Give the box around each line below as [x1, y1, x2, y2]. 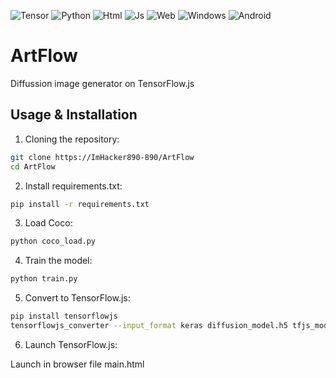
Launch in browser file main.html [10, 358, 145, 370]
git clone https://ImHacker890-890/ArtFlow [10, 152, 195, 162]
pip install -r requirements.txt [10, 199, 150, 209]
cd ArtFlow [10, 161, 56, 172]
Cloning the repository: [24, 133, 120, 145]
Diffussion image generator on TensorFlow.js [10, 77, 195, 89]
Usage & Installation [10, 106, 138, 124]
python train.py [10, 274, 78, 284]
